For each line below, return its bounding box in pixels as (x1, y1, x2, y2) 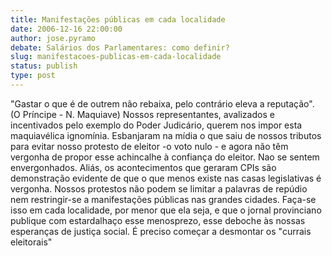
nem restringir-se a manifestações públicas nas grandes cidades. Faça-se (10, 193, 317, 205)
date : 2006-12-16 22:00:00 (10, 24, 123, 34)
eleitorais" (10, 236, 53, 248)
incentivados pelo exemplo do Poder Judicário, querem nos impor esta (10, 119, 303, 131)
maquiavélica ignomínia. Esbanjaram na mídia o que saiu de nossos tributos (10, 129, 322, 141)
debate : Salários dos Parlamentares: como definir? (10, 42, 230, 53)
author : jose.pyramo (10, 33, 97, 43)
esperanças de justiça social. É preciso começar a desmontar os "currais (10, 225, 312, 237)
